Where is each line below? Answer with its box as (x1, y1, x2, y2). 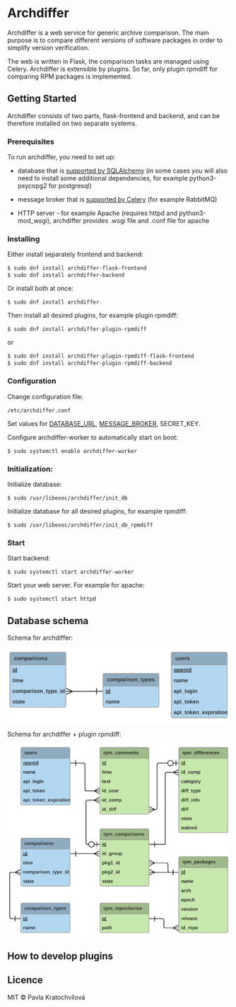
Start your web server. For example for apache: (7, 581, 145, 589)
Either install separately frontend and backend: (7, 250, 143, 259)
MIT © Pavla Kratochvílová (7, 993, 85, 1001)
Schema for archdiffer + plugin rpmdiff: (7, 730, 122, 738)
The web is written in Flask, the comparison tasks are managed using (7, 57, 210, 65)
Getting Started (7, 93, 77, 105)
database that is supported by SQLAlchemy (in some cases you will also (17, 166, 228, 175)
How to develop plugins (7, 950, 114, 962)
